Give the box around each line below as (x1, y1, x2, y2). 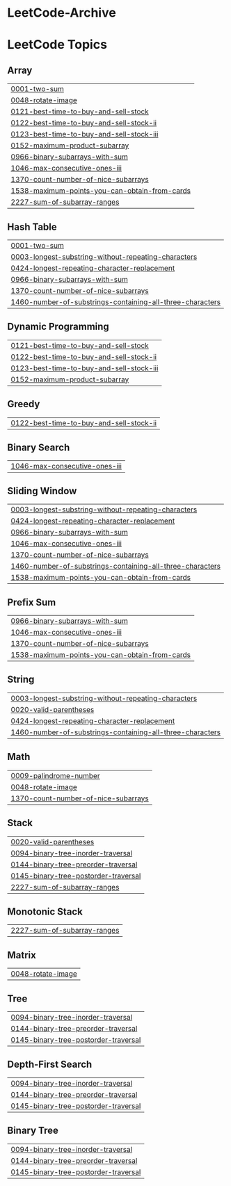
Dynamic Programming (7, 321, 109, 333)
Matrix (7, 949, 36, 961)
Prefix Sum (7, 596, 56, 608)
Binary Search (7, 442, 70, 454)
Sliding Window (7, 485, 77, 497)
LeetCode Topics (7, 37, 108, 53)
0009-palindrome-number (10, 770, 100, 780)
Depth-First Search (7, 1059, 93, 1070)
